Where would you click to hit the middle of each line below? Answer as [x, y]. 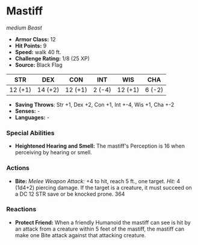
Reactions [21, 210]
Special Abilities [30, 133]
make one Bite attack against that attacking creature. [80, 235]
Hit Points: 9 [31, 46]
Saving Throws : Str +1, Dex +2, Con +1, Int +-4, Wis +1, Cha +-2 [94, 104]
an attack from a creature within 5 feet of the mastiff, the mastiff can [100, 229]
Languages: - [32, 117]
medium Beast [24, 28]
